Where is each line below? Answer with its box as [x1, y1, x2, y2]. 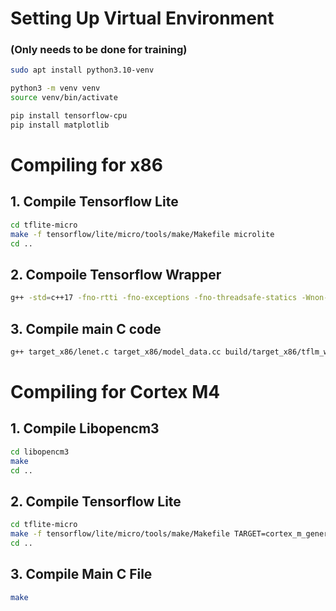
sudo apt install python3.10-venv [10, 65, 155, 76]
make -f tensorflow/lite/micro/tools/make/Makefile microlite [10, 229, 275, 239]
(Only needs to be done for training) [10, 43, 188, 57]
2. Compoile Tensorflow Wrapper [10, 266, 222, 283]
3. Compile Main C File [10, 566, 153, 583]
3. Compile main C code [10, 320, 162, 337]
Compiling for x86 [10, 154, 164, 177]
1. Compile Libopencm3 [10, 420, 160, 437]
